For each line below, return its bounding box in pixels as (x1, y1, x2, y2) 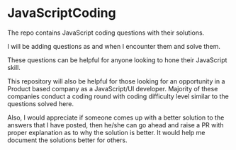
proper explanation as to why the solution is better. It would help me (7, 128, 206, 137)
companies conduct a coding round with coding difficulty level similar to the (7, 92, 229, 100)
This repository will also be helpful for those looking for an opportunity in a (7, 76, 225, 86)
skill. (7, 63, 21, 71)
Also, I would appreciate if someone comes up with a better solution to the (7, 113, 225, 122)
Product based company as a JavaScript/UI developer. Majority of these (7, 84, 218, 93)
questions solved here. (7, 99, 74, 108)
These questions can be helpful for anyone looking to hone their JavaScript (7, 55, 227, 64)
